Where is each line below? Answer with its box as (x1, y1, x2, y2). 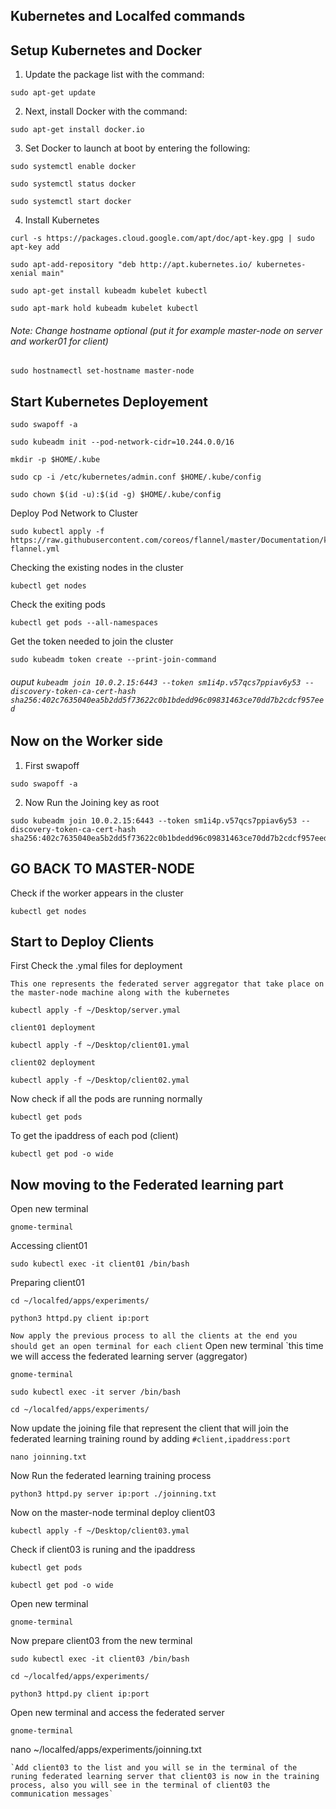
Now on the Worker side (10, 733, 164, 750)
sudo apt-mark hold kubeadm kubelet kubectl (10, 304, 199, 314)
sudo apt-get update (10, 88, 97, 98)
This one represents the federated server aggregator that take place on (10, 979, 325, 989)
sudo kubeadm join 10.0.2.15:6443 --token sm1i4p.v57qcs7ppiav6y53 (10, 815, 298, 826)
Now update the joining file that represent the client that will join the (10, 1422, 290, 1434)
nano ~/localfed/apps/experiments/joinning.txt (10, 1744, 202, 1756)
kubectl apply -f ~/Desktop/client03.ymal (10, 1526, 190, 1536)
